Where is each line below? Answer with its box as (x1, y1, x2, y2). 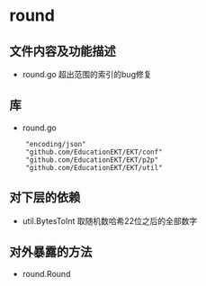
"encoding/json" (25, 139, 87, 148)
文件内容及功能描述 (9, 43, 116, 58)
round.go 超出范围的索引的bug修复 (22, 69, 152, 79)
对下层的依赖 (9, 190, 81, 205)
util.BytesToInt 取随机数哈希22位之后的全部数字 (22, 215, 198, 226)
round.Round (22, 269, 71, 280)
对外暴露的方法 (9, 245, 93, 260)
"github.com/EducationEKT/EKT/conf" (25, 147, 164, 156)
